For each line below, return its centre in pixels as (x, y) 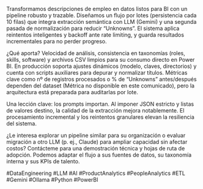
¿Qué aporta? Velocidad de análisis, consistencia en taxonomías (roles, (96, 53)
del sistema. (21, 124)
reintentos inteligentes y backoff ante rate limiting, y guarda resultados (95, 35)
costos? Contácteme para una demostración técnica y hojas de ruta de (96, 148)
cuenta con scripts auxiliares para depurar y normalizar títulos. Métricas (97, 72)
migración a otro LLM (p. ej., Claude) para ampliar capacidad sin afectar (97, 142)
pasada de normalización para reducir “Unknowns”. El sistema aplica (93, 28)
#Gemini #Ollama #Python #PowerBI (52, 180)
